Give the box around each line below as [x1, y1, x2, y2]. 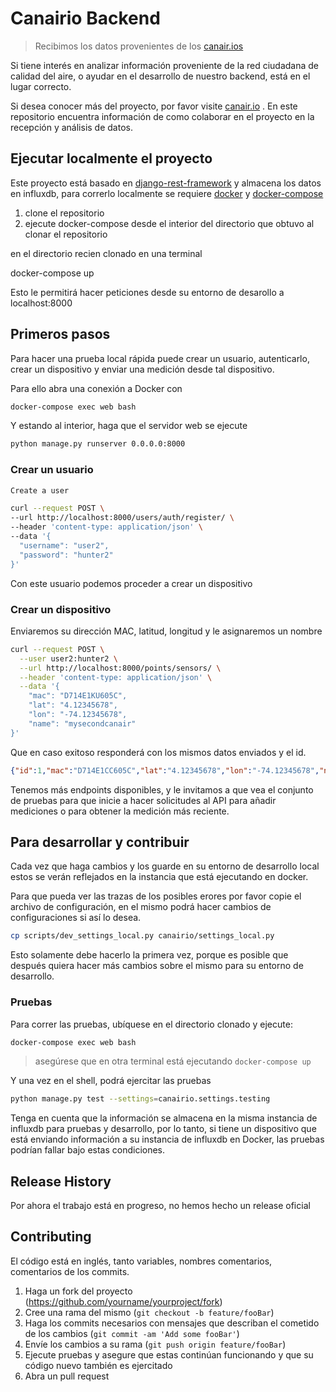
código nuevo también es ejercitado [24, 1359, 173, 1371]
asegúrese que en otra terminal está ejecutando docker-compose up [34, 1055, 312, 1067]
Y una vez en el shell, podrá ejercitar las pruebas [10, 1075, 212, 1087]
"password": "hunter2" [19, 550, 114, 560]
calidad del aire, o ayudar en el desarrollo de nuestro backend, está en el [10, 70, 311, 82]
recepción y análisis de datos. [10, 121, 133, 133]
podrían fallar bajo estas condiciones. [10, 1144, 166, 1156]
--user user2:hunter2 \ [19, 653, 118, 664]
